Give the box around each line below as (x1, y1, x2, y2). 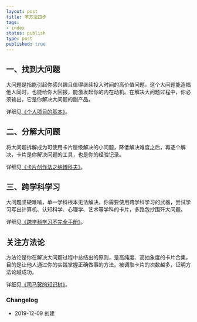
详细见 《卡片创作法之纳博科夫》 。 (6, 163, 86, 170)
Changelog (6, 296, 38, 304)
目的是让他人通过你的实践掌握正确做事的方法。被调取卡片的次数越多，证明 (6, 261, 186, 268)
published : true (6, 42, 46, 47)
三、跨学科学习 (6, 182, 60, 192)
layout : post (6, 8, 38, 15)
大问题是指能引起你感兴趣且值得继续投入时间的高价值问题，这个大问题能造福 (6, 81, 191, 88)
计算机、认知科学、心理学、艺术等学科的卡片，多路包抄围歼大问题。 (21, 206, 186, 213)
